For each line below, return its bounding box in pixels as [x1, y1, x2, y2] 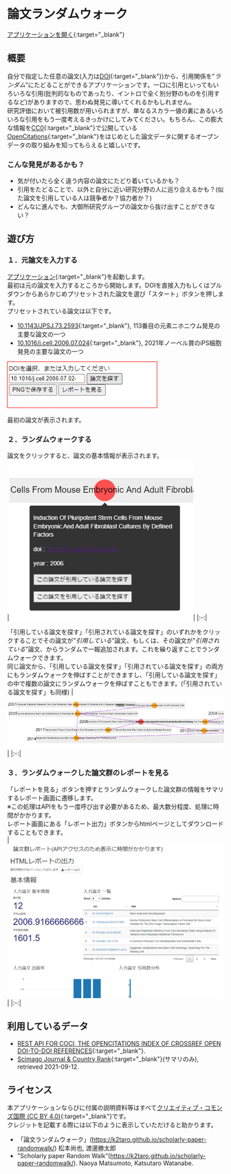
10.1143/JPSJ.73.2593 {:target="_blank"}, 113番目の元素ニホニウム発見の [16, 321, 221, 330]
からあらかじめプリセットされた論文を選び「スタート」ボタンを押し [25, 290, 218, 298]
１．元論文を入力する [7, 255, 78, 265]
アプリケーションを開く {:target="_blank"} [7, 30, 125, 39]
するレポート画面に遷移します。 [7, 793, 98, 802]
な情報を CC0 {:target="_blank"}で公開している [7, 123, 137, 131]
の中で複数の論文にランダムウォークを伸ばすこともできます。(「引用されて [7, 679, 217, 688]
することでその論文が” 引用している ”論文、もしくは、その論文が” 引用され [12, 637, 220, 645]
